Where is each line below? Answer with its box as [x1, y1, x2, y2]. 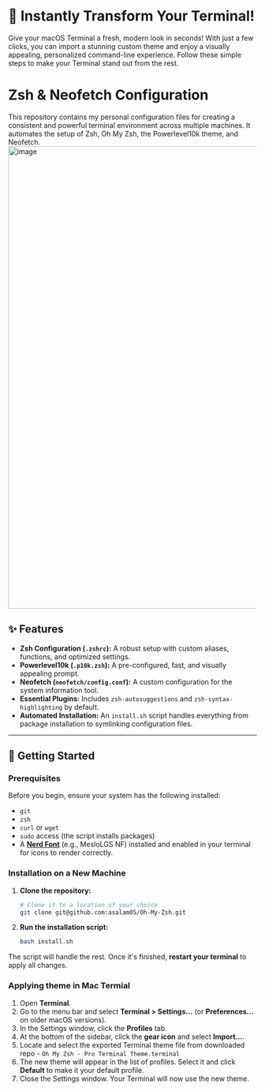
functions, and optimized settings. [19, 651, 131, 662]
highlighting [19, 703, 63, 711]
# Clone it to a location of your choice [19, 901, 158, 909]
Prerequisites [8, 773, 61, 784]
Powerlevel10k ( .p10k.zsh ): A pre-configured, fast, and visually [19, 660, 227, 669]
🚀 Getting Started [8, 749, 95, 763]
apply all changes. [8, 961, 68, 970]
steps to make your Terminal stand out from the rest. [8, 58, 179, 68]
